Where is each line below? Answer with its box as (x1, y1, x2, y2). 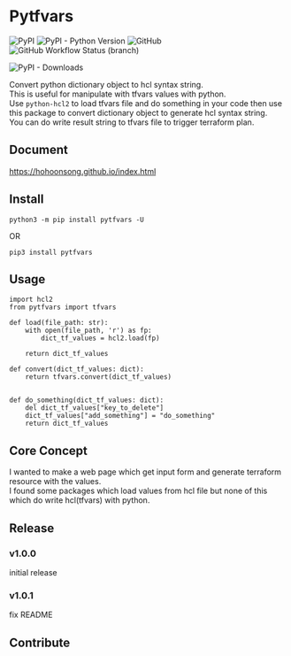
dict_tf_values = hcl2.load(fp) (41, 334, 161, 343)
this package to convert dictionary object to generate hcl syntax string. (9, 107, 268, 118)
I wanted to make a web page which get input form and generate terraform (9, 467, 281, 477)
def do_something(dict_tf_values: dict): (9, 396, 165, 405)
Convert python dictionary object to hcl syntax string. (9, 79, 203, 89)
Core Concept (9, 443, 88, 458)
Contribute (9, 635, 71, 650)
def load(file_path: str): (9, 319, 109, 328)
